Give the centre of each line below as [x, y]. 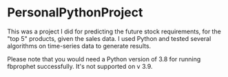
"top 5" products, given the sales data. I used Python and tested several [109, 38]
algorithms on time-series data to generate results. [79, 46]
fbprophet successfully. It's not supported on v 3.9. [80, 66]
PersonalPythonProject [75, 13]
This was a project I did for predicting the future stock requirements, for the [114, 31]
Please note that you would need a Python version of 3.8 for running [104, 59]
